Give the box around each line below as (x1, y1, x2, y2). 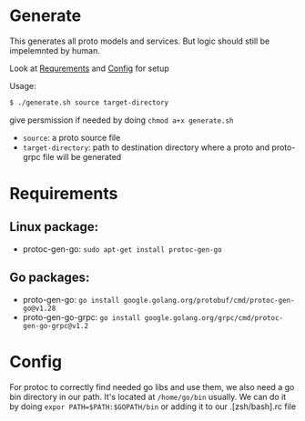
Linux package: (9, 219, 99, 235)
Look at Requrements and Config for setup (9, 63, 170, 74)
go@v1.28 (22, 304, 56, 313)
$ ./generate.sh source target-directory (9, 97, 169, 107)
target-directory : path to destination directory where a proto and (22, 142, 270, 153)
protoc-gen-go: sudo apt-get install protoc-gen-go (22, 243, 222, 255)
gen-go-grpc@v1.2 (22, 321, 89, 330)
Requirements (9, 184, 118, 204)
